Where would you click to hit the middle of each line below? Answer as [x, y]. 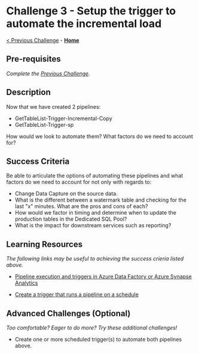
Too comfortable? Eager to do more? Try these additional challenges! [92, 328]
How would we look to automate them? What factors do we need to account [99, 136]
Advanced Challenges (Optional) [68, 313]
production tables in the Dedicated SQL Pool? [71, 219]
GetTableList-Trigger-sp [44, 124]
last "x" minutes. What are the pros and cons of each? [81, 206]
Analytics [26, 283]
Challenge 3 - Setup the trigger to [91, 11]
